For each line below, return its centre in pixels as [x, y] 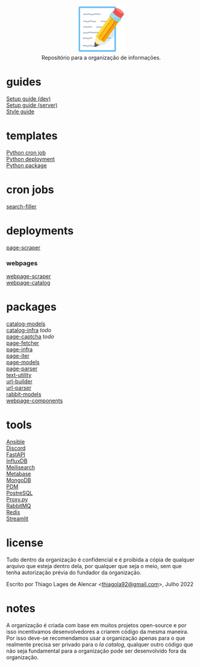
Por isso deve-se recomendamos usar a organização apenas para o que [96, 638]
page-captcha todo [30, 337]
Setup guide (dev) [29, 98]
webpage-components [35, 400]
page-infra [20, 349]
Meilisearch [20, 467]
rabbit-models [24, 394]
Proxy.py [17, 499]
